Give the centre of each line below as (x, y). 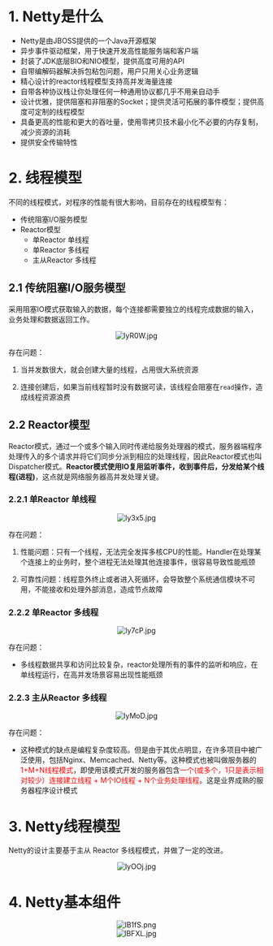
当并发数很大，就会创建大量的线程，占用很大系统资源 (109, 369)
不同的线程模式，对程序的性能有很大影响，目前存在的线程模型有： (119, 202)
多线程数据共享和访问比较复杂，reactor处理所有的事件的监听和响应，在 (139, 665)
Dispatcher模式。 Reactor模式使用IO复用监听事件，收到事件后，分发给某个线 (136, 466)
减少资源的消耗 (45, 132)
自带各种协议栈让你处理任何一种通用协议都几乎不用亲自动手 (120, 91)
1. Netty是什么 (56, 17)
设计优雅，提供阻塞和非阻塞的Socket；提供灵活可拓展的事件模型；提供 (139, 102)
